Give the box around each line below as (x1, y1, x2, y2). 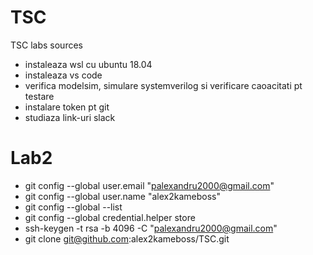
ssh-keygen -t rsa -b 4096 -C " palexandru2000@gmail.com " (24, 222, 278, 234)
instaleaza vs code (24, 69, 103, 81)
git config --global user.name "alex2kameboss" (24, 190, 221, 202)
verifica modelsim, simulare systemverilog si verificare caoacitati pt (24, 79, 303, 91)
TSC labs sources (10, 39, 83, 51)
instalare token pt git (24, 101, 110, 113)
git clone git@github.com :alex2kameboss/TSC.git (24, 232, 230, 245)
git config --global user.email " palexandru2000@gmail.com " (24, 179, 275, 191)
